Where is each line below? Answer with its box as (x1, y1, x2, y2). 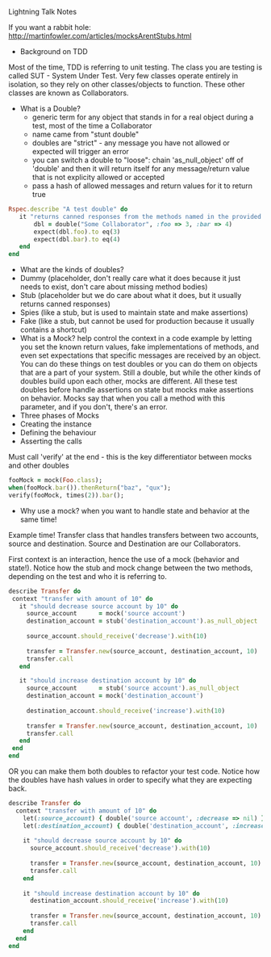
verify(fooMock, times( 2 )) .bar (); (8, 491, 125, 499)
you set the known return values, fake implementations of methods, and (19, 342, 260, 352)
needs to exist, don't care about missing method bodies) (19, 282, 208, 292)
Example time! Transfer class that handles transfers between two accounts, (8, 530, 260, 539)
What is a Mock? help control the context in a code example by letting (19, 334, 252, 343)
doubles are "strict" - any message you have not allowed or (31, 138, 230, 148)
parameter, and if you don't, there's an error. (19, 402, 168, 412)
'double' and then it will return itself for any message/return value (31, 164, 250, 173)
